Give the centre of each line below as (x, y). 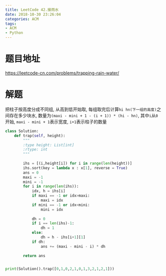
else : (37, 233)
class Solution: (22, 131)
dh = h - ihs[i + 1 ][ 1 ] (63, 237)
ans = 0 (31, 172)
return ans (34, 256)
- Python (14, 33)
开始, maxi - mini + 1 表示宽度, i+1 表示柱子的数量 (56, 122)
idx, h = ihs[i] (48, 191)
